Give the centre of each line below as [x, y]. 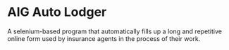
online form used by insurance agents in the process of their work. [104, 38]
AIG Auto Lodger [57, 12]
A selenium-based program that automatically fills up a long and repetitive [114, 31]
